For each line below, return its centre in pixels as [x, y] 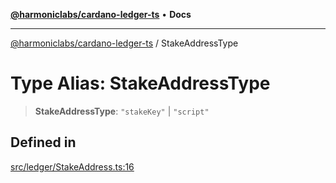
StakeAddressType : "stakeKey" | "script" [122, 111]
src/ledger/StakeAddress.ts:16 [72, 166]
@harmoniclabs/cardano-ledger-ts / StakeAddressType [124, 43]
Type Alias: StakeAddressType [140, 83]
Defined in [43, 142]
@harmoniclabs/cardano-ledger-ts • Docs [101, 14]
